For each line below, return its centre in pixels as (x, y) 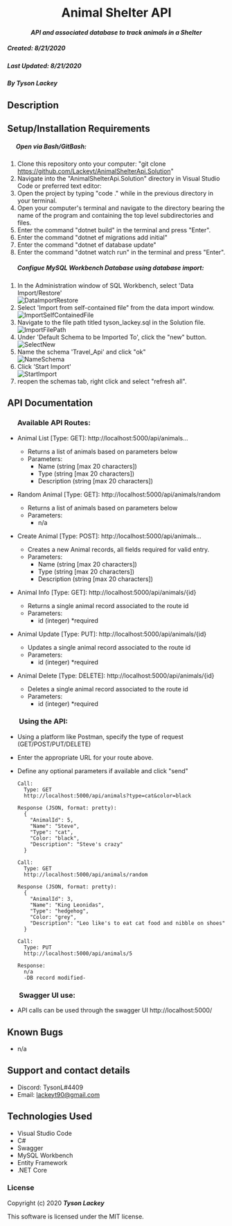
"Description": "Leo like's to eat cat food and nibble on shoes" (128, 923)
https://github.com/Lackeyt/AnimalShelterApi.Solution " (96, 171)
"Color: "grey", (53, 917)
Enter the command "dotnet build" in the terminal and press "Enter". (114, 230)
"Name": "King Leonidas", (68, 905)
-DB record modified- (55, 978)
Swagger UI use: (47, 995)
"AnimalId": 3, (52, 899)
